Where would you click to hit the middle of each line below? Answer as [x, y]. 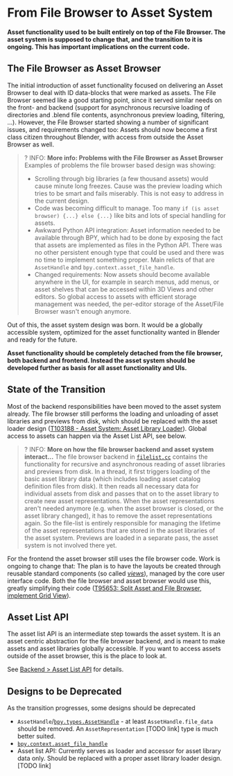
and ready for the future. [42, 339]
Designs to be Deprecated [64, 691]
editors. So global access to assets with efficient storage [115, 296]
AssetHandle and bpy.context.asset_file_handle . [105, 267]
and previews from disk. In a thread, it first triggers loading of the [117, 471]
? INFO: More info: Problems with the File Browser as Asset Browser [123, 158]
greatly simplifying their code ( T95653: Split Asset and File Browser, [105, 588]
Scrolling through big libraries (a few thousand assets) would [121, 178]
